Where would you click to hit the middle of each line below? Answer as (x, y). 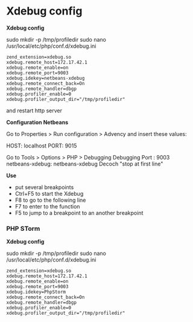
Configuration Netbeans (37, 122)
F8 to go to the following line (50, 200)
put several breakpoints (44, 187)
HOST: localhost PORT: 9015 (42, 146)
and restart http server (34, 111)
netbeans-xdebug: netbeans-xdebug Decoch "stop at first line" (85, 164)
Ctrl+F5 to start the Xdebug (49, 193)
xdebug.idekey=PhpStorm (36, 292)
